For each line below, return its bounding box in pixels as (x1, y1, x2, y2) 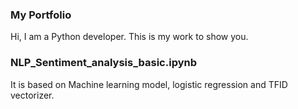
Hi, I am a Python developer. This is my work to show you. (10, 31, 249, 43)
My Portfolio (10, 8, 72, 22)
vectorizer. (10, 89, 55, 101)
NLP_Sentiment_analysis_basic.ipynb (10, 56, 197, 70)
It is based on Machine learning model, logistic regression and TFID (10, 78, 288, 90)
